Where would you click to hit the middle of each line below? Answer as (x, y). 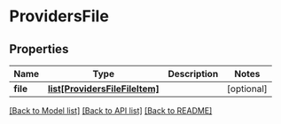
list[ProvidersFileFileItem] (103, 89)
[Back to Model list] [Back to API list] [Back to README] (111, 111)
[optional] (247, 89)
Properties (39, 49)
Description (193, 74)
